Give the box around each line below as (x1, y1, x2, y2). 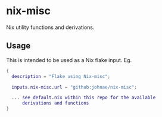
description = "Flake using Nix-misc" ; (11, 73, 111, 79)
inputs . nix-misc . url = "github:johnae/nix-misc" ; (11, 84, 137, 90)
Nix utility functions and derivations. (6, 24, 95, 31)
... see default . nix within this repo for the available (11, 95, 156, 101)
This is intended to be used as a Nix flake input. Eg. (6, 56, 132, 63)
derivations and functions (21, 100, 89, 106)
